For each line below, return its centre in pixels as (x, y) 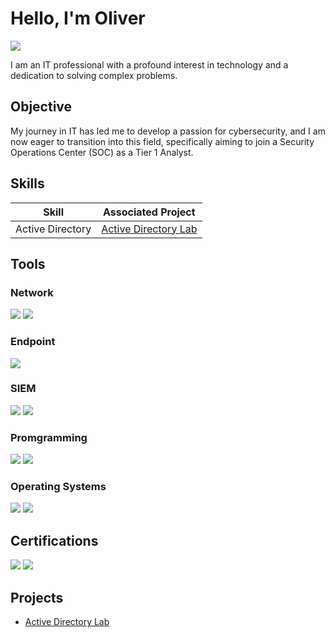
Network (32, 292)
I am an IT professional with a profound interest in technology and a (149, 64)
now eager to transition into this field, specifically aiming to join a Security (162, 141)
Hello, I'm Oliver (78, 18)
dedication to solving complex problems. (94, 75)
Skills (27, 183)
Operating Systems (58, 487)
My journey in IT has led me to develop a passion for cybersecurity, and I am (168, 131)
